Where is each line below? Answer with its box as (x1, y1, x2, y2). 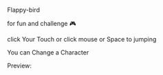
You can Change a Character (7, 48, 89, 57)
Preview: (7, 61, 32, 70)
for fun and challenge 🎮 (7, 20, 76, 27)
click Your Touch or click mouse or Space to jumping (7, 35, 157, 43)
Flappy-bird (7, 6, 40, 14)
